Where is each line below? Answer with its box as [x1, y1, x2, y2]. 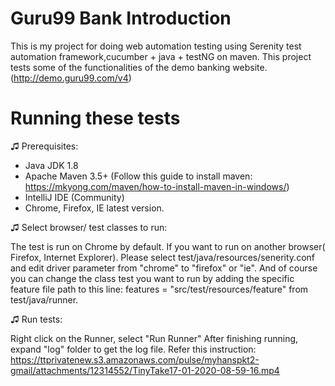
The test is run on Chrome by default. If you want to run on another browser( [10, 240, 326, 252]
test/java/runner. [10, 293, 79, 306]
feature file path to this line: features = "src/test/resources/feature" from [10, 283, 309, 295]
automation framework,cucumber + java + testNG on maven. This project [10, 50, 312, 62]
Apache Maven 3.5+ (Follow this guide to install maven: [24, 170, 253, 182]
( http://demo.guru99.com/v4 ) [10, 72, 132, 84]
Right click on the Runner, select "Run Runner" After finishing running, [10, 332, 299, 344]
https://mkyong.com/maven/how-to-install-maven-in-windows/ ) [24, 180, 290, 192]
